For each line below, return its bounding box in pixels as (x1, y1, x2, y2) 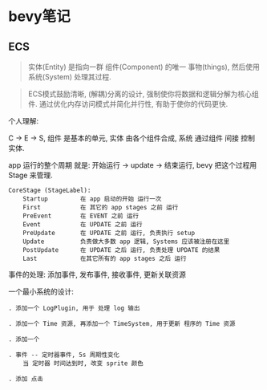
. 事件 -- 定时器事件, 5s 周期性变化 (8, 351, 120, 359)
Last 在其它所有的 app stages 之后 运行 (22, 254, 187, 262)
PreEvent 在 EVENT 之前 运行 (22, 212, 139, 220)
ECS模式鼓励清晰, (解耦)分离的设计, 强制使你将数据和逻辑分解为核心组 (27, 89, 259, 99)
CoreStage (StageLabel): (8, 186, 91, 194)
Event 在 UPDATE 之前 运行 (22, 221, 143, 229)
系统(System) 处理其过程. (27, 72, 112, 81)
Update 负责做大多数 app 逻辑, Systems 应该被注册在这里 (22, 238, 230, 246)
